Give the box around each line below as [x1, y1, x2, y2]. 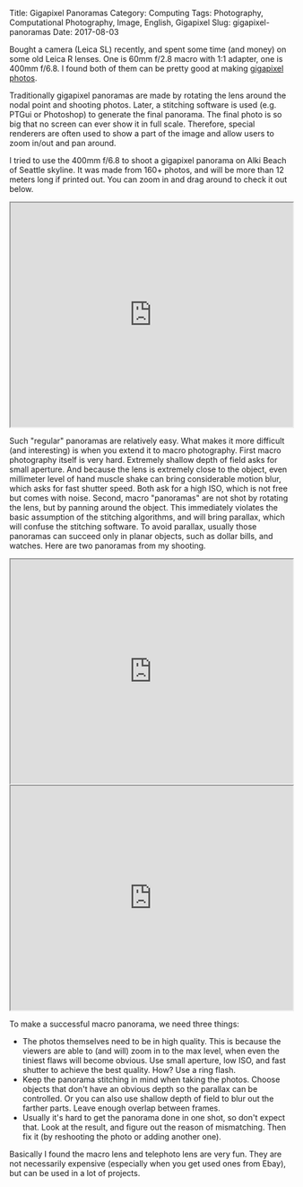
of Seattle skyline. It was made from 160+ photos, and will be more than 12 [9, 165, 284, 175]
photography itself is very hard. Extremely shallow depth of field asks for [9, 455, 278, 465]
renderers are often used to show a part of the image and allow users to [9, 128, 275, 138]
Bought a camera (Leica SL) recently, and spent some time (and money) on [9, 44, 287, 55]
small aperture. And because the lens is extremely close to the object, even [9, 464, 288, 475]
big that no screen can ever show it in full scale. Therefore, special [9, 118, 255, 129]
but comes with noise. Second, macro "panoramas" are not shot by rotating [9, 493, 289, 503]
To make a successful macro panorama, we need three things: [9, 1018, 240, 1029]
